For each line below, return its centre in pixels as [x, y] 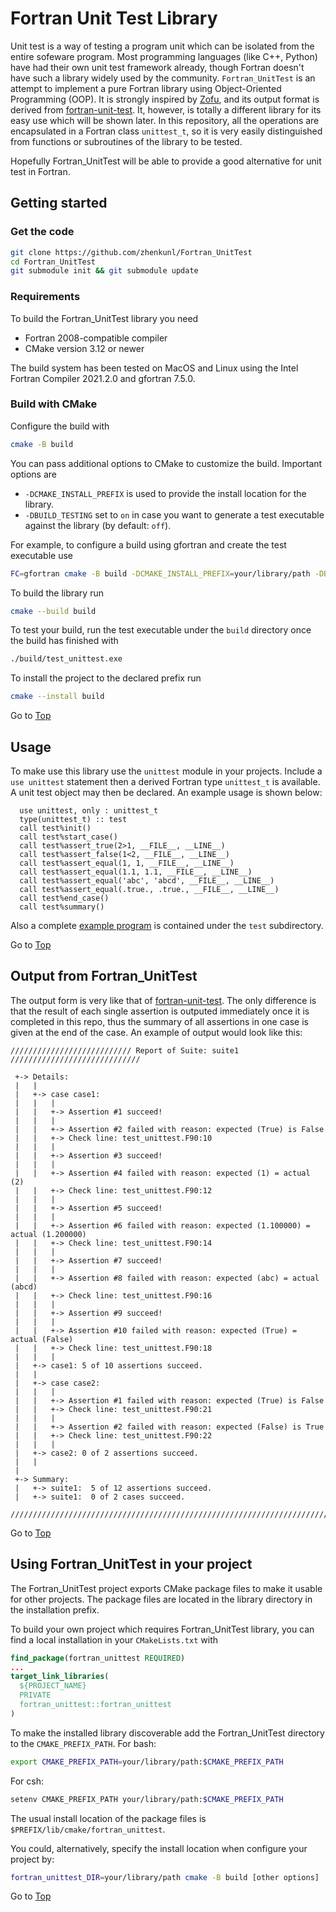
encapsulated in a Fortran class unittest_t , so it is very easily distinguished [166, 131]
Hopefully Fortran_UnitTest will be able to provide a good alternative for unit [166, 161]
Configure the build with [60, 426]
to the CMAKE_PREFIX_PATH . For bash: [83, 1743]
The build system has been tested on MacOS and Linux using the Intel [154, 368]
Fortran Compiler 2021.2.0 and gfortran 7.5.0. [103, 378]
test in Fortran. [40, 171]
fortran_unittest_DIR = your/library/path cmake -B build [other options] [165, 1877]
